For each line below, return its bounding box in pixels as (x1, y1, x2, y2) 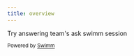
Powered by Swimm (7, 42, 55, 49)
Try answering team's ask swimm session (7, 29, 128, 37)
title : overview (7, 10, 54, 17)
